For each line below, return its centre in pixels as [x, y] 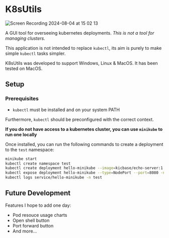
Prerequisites [22, 99]
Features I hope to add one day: [38, 205]
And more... [25, 231]
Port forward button [33, 225]
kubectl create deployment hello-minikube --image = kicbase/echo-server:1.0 [86, 168]
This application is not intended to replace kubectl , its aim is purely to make [83, 48]
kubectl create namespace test [38, 164]
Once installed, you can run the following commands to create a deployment [84, 144]
